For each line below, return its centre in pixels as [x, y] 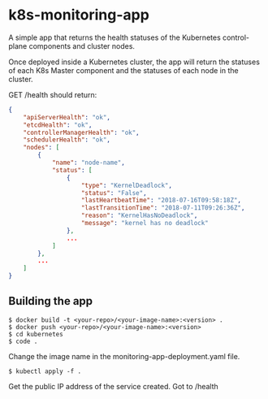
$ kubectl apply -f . [45, 371]
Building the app [51, 301]
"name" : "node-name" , [89, 163]
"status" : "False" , [114, 193]
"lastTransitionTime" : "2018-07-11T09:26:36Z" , [163, 208]
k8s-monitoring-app [79, 15]
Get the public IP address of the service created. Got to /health [114, 386]
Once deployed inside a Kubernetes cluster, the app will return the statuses [134, 62]
